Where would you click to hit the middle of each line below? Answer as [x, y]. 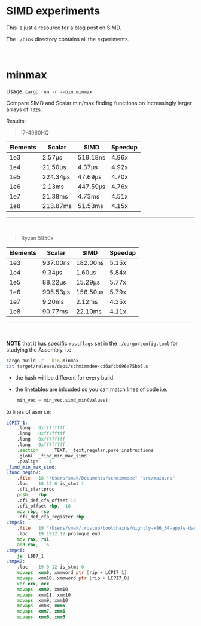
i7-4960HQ [35, 132]
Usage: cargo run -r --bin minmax [49, 91]
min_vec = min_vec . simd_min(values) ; [64, 400]
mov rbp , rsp [33, 512]
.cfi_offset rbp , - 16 [44, 506]
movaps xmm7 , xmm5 [41, 612]
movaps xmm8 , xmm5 [41, 606]
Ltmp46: [16, 550]
